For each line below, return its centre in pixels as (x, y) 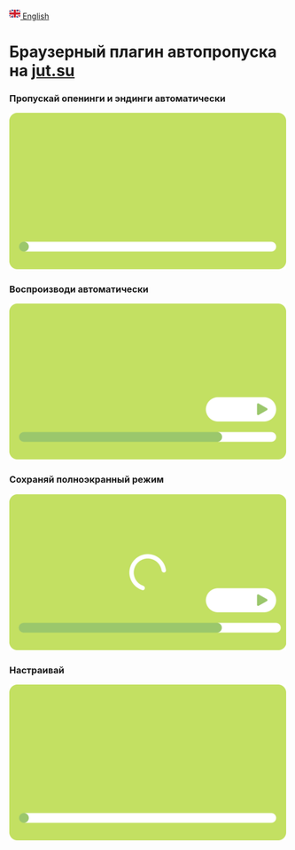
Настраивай (37, 670)
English (35, 16)
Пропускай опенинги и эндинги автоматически (117, 98)
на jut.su (42, 71)
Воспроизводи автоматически (79, 289)
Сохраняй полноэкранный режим (87, 480)
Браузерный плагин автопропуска (143, 52)
